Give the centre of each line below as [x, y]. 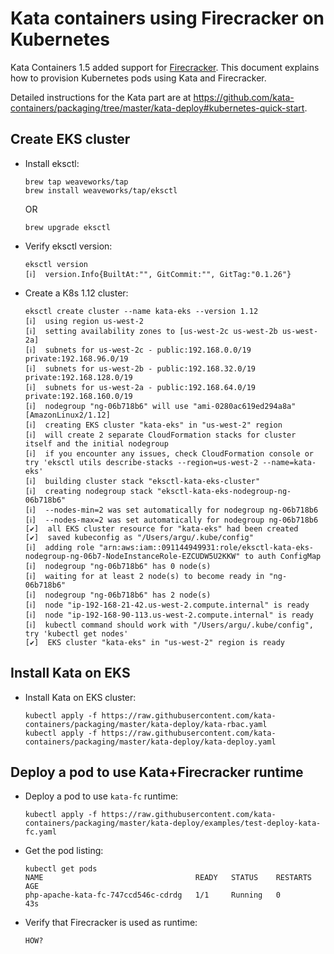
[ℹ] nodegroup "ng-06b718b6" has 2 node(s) [118, 595]
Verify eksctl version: [68, 246]
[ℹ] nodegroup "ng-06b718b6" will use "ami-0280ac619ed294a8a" [160, 406]
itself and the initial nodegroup [96, 443]
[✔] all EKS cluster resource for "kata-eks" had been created [161, 528]
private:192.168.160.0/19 [78, 396]
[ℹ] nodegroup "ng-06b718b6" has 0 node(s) [118, 566]
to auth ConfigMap [283, 556]
